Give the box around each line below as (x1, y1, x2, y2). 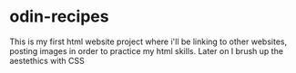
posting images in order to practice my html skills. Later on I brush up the (9, 45, 284, 56)
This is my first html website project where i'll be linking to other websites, (9, 36, 288, 47)
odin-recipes (9, 6, 109, 27)
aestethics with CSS (9, 55, 85, 66)
